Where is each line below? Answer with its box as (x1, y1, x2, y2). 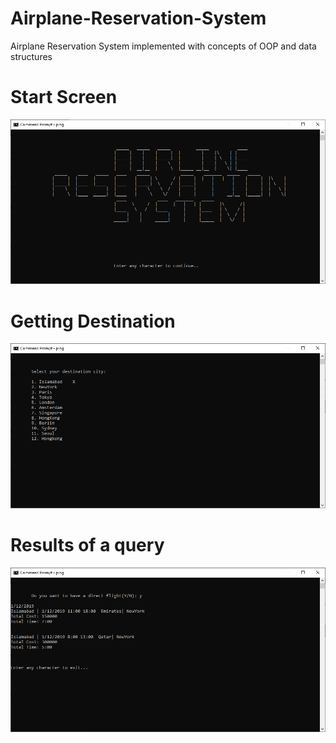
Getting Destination (10, 310, 176, 332)
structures (10, 50, 53, 62)
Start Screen (10, 86, 118, 109)
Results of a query (10, 534, 165, 557)
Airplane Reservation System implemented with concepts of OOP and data (10, 40, 317, 52)
